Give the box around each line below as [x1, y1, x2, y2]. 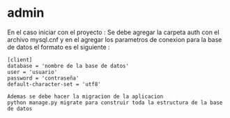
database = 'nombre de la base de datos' [7, 62, 130, 69]
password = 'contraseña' [7, 75, 79, 82]
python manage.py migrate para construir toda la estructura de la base [7, 99, 223, 106]
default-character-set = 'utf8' [7, 80, 101, 88]
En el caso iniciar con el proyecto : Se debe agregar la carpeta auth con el [7, 28, 220, 36]
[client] [7, 56, 33, 64]
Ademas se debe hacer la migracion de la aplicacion [7, 93, 164, 100]
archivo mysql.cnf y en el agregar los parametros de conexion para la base [7, 35, 222, 43]
